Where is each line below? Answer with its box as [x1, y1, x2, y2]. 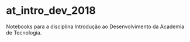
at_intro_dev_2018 [6, 4, 96, 17]
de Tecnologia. [6, 29, 42, 36]
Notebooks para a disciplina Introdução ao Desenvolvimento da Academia [6, 23, 185, 30]
